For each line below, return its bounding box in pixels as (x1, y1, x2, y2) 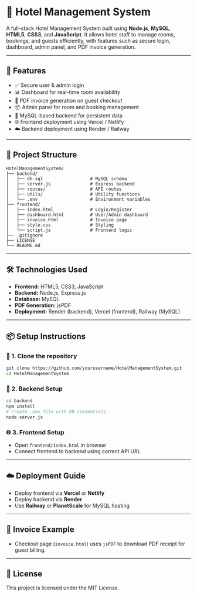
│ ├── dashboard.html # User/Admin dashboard (6, 211, 148, 218)
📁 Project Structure (6, 150, 77, 160)
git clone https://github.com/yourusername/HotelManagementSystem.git (6, 365, 182, 372)
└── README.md (6, 242, 41, 248)
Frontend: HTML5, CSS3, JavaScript (14, 283, 104, 290)
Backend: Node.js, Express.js (14, 289, 86, 296)
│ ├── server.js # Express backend (6, 181, 135, 187)
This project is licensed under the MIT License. (6, 584, 120, 592)
